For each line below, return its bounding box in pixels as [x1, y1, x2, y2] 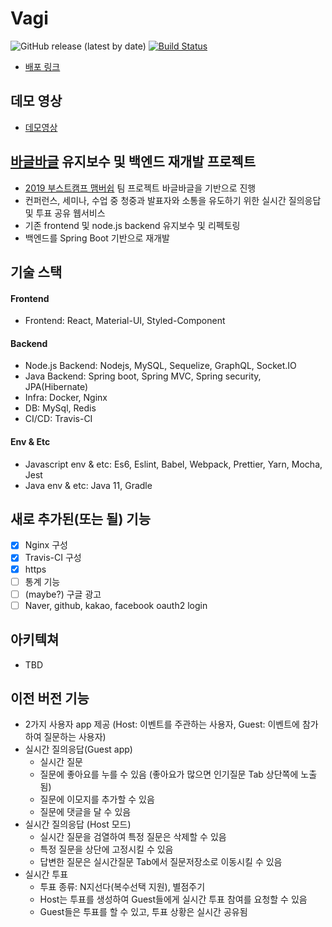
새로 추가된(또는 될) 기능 [10, 510, 151, 527]
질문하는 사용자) [43, 731, 107, 743]
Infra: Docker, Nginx [24, 392, 108, 404]
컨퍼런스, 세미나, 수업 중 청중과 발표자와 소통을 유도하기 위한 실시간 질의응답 [24, 194, 322, 206]
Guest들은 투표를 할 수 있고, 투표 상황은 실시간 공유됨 [39, 906, 248, 918]
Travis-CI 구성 [24, 552, 82, 564]
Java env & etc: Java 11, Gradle [24, 479, 153, 491]
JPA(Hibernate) [24, 381, 89, 393]
